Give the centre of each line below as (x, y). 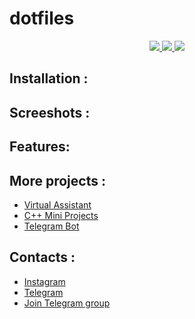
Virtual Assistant (57, 204)
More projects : (57, 180)
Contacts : (42, 257)
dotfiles (42, 18)
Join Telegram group (67, 303)
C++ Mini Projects (61, 215)
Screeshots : (50, 112)
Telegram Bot (51, 226)
